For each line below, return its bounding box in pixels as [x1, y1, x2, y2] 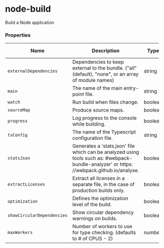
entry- [123, 85, 139, 92]
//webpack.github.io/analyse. [72, 167, 139, 174]
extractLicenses [7, 182, 45, 187]
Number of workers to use [72, 223, 133, 230]
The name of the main [72, 85, 123, 92]
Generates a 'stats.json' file [72, 143, 135, 150]
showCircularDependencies [7, 213, 68, 218]
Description [92, 47, 120, 54]
